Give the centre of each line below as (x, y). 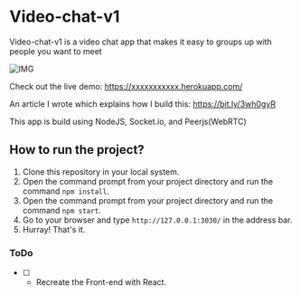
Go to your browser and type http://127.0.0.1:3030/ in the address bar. (157, 220)
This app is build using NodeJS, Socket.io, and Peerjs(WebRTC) (128, 121)
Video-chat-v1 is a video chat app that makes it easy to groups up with (141, 42)
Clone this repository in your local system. (101, 171)
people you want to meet (56, 51)
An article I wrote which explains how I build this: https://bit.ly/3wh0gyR (143, 104)
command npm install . (66, 191)
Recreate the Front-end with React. (101, 282)
